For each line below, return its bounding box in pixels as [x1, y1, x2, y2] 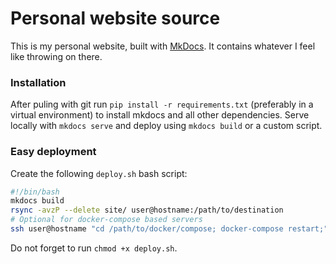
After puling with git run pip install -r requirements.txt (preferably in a [10, 98, 314, 111]
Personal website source [10, 7, 221, 30]
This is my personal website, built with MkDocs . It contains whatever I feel [10, 40, 316, 52]
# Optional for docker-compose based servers [10, 215, 203, 225]
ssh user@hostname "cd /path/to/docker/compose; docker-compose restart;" [10, 224, 329, 234]
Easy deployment [10, 145, 97, 159]
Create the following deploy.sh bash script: [10, 167, 188, 179]
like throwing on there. [10, 50, 103, 62]
